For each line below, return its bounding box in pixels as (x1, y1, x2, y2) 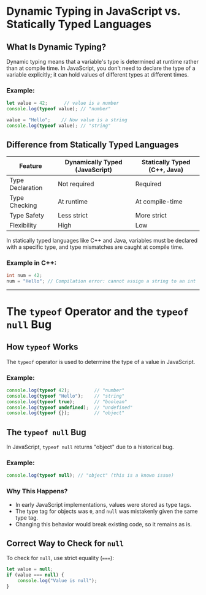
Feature (19, 161, 42, 170)
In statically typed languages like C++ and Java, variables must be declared (6, 237, 198, 244)
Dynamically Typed (64, 157, 123, 166)
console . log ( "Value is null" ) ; (17, 578, 97, 584)
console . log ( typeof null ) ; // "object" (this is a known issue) (6, 472, 174, 479)
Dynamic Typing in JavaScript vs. (6, 4, 181, 18)
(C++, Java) (148, 165, 184, 174)
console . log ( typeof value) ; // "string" (6, 123, 112, 129)
